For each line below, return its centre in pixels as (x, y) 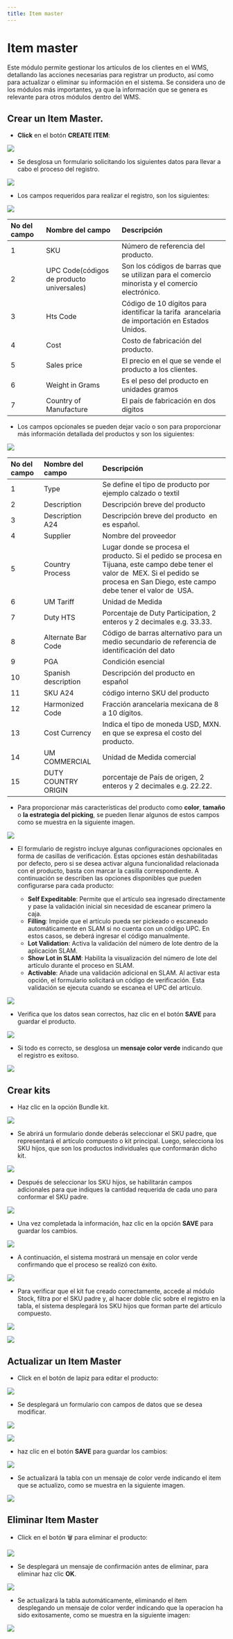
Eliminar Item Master (53, 1520)
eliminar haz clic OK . (47, 1574)
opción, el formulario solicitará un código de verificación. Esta (116, 980)
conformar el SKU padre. (53, 1197)
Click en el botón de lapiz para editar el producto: (88, 1378)
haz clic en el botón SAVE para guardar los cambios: (92, 1451)
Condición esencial (133, 662)
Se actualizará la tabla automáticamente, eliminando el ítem (102, 1600)
